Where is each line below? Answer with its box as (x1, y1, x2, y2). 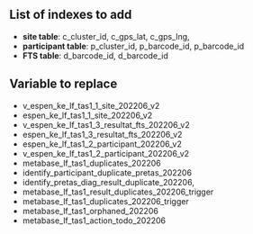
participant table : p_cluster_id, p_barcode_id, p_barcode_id (22, 40, 245, 51)
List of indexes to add (9, 7, 132, 22)
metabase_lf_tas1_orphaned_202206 (22, 205, 159, 216)
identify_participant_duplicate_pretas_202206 (22, 166, 192, 178)
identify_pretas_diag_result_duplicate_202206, (22, 176, 195, 187)
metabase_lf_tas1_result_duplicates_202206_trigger (22, 186, 214, 197)
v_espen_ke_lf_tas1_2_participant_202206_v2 (22, 148, 190, 158)
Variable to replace (9, 76, 118, 92)
